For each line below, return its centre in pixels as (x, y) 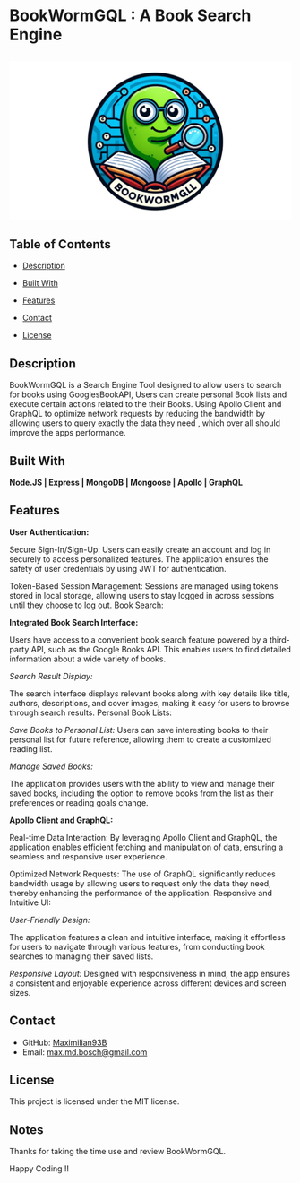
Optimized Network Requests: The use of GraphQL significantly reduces (142, 874)
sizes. (20, 992)
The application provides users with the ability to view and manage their (142, 783)
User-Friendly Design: (50, 920)
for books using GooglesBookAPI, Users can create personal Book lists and (148, 394)
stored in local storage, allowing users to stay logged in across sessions (142, 595)
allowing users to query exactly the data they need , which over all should (145, 423)
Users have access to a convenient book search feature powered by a (138, 639)
